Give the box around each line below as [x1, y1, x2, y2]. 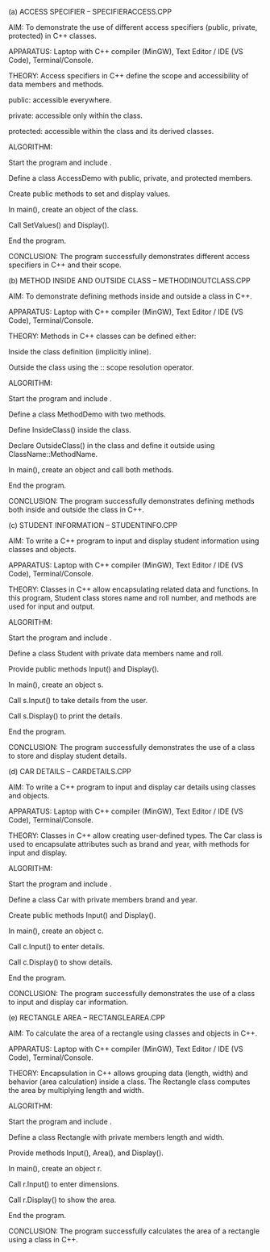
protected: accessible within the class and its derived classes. [8, 127, 214, 136]
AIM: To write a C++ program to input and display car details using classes [8, 782, 256, 792]
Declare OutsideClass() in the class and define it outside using [8, 441, 215, 450]
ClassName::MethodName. [8, 450, 98, 459]
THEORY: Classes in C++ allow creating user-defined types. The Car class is [8, 831, 263, 840]
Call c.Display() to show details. [8, 957, 113, 967]
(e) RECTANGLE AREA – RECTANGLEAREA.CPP [8, 1013, 165, 1022]
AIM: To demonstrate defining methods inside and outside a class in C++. [8, 291, 252, 301]
